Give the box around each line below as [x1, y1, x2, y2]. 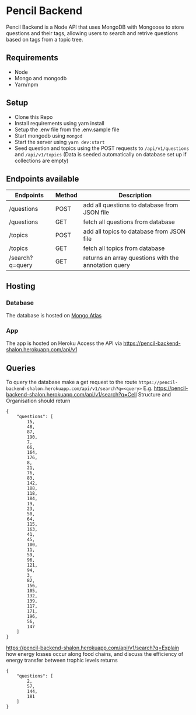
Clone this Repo [14, 113, 53, 121]
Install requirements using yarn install [14, 119, 105, 126]
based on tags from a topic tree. [6, 36, 83, 43]
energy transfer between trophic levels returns [6, 657, 118, 664]
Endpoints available [6, 174, 79, 184]
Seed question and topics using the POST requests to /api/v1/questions [14, 145, 190, 152]
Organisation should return [6, 397, 71, 405]
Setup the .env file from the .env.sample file [14, 126, 120, 133]
